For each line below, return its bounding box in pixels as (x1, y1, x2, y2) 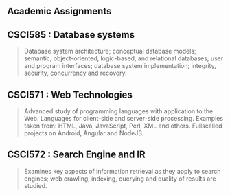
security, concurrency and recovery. (23, 69, 127, 78)
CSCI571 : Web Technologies (7, 89, 133, 100)
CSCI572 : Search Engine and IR (7, 149, 146, 161)
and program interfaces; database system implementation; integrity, (23, 62, 216, 70)
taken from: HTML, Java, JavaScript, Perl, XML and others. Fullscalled (23, 122, 222, 130)
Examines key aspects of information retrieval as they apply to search (23, 167, 221, 175)
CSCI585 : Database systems (7, 29, 135, 41)
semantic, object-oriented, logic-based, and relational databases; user (23, 54, 224, 62)
